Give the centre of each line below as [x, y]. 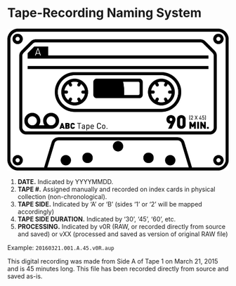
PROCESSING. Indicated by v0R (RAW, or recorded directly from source [122, 227]
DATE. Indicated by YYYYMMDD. [65, 182]
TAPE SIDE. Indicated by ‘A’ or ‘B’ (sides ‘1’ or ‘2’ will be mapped [110, 204]
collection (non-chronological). [62, 197]
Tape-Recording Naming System [104, 13]
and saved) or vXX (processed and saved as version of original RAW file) [123, 234]
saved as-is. [25, 276]
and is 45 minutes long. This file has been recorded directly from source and [118, 269]
